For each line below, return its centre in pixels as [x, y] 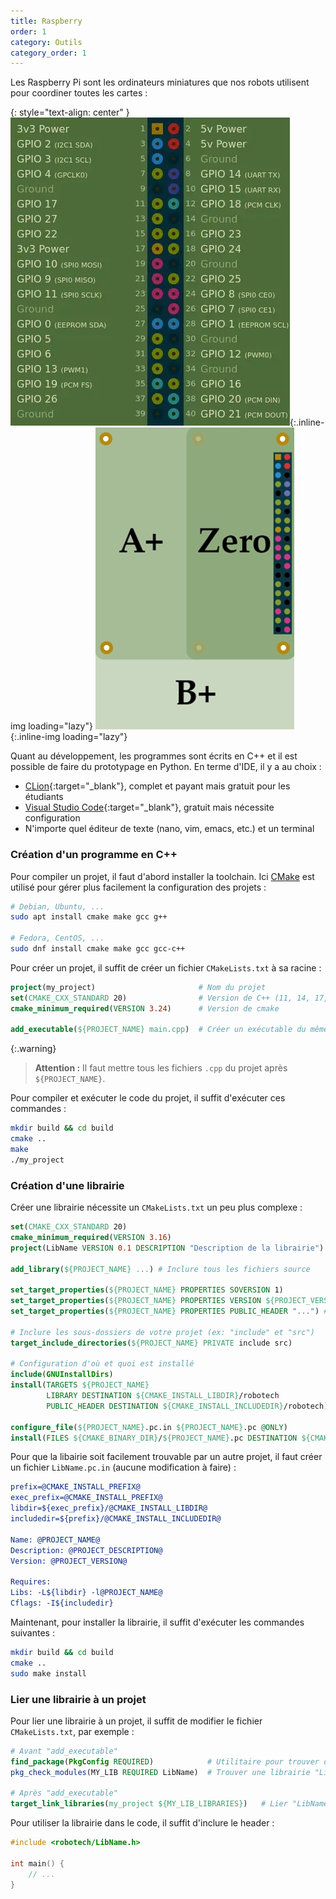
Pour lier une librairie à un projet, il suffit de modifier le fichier [136, 1721]
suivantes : [32, 1632]
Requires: [31, 1582]
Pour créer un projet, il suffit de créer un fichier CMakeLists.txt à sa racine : [166, 967]
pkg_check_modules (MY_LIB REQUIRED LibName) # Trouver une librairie [160, 1772]
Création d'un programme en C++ [94, 855]
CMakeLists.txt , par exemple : [72, 1731]
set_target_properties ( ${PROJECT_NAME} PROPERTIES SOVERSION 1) [147, 1290]
